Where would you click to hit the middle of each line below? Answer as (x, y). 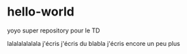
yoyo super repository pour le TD (54, 30)
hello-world (41, 12)
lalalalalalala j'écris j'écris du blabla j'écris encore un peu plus (94, 43)
